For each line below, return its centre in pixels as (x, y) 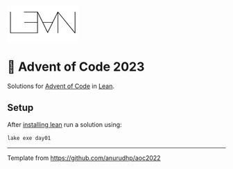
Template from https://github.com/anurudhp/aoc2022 (84, 158)
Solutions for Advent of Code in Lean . (61, 86)
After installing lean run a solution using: (65, 124)
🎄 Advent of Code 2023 (76, 67)
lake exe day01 (29, 138)
